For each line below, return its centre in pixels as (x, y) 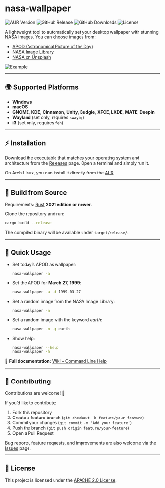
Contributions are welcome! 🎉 (35, 393)
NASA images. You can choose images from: (50, 37)
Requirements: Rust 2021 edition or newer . (49, 205)
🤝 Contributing (28, 381)
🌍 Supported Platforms (42, 87)
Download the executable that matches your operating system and (72, 158)
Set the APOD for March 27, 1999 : (47, 283)
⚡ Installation (26, 143)
